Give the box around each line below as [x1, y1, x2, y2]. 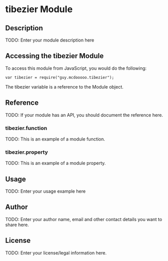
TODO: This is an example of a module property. [5, 160, 106, 166]
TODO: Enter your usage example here [5, 188, 86, 194]
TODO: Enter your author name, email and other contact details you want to [5, 216, 162, 222]
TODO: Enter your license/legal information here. [5, 249, 107, 256]
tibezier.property [5, 148, 48, 155]
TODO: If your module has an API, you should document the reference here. [5, 112, 163, 118]
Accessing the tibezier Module [5, 52, 104, 60]
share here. [5, 222, 29, 228]
